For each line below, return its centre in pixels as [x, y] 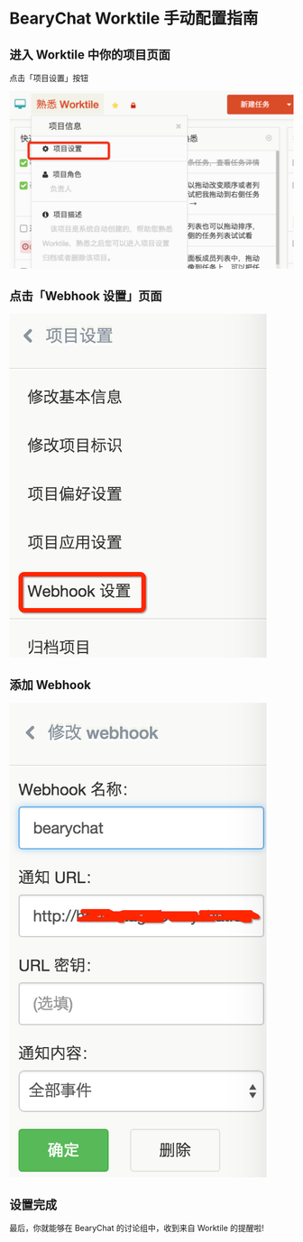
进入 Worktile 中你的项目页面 [90, 55]
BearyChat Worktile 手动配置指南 [134, 18]
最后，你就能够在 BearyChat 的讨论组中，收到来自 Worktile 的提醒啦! [137, 1228]
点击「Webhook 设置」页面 [86, 296]
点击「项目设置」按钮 [49, 78]
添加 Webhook [50, 685]
